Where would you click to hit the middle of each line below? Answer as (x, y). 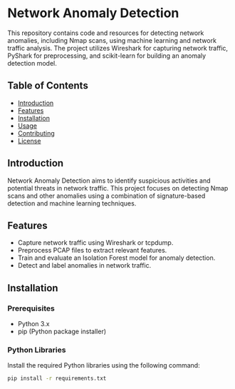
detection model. (32, 63)
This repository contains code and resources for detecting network (106, 33)
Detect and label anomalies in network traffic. (84, 266)
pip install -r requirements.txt (57, 379)
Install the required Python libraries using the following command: (104, 365)
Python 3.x (33, 324)
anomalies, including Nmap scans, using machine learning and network (112, 40)
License (29, 141)
